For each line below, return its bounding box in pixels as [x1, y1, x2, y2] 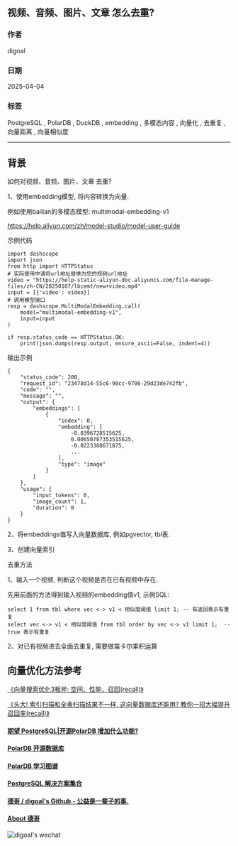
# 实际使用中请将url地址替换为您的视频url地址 [7, 271, 128, 278]
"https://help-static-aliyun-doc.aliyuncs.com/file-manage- [33, 276, 214, 284]
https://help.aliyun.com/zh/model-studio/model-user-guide [7, 222, 181, 230]
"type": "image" [57, 461, 106, 468]
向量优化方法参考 [7, 665, 82, 677]
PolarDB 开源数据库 [7, 744, 65, 753]
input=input [20, 315, 55, 322]
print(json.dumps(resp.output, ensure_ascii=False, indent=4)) [20, 340, 211, 347]
